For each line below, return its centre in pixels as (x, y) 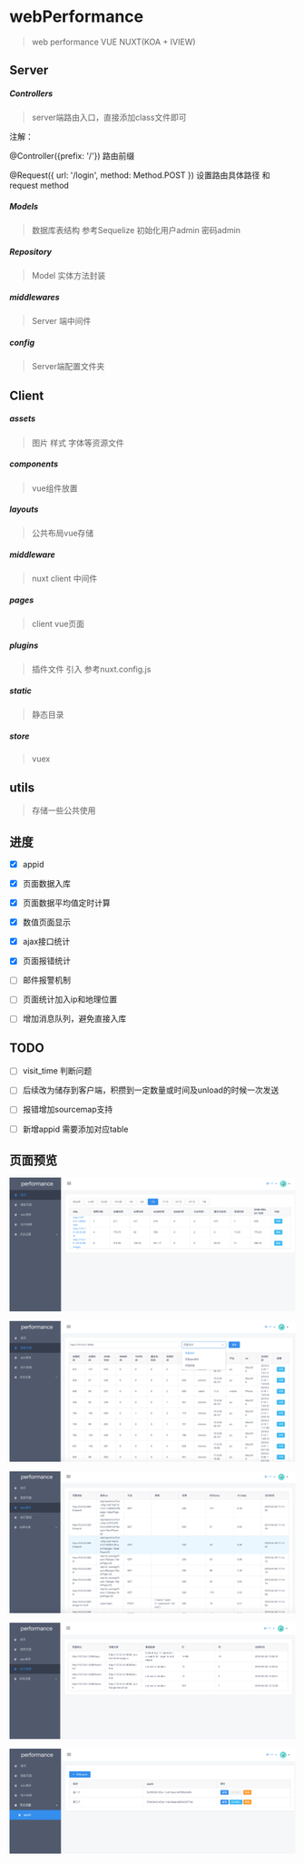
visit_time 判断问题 (57, 1071)
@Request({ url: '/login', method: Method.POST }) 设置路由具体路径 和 (140, 175)
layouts (24, 509)
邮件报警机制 (46, 980)
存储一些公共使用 (64, 810)
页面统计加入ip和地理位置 (70, 999)
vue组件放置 (55, 488)
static (20, 691)
